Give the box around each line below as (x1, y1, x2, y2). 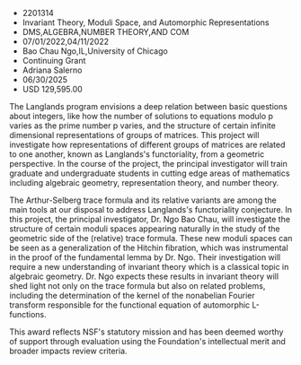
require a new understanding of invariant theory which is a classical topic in (9, 262, 289, 272)
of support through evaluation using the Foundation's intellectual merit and (9, 336, 286, 346)
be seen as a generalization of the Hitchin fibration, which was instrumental (9, 242, 289, 253)
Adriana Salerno (22, 65, 83, 75)
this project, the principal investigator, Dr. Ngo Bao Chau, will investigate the (9, 214, 290, 224)
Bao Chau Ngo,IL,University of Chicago (22, 46, 168, 56)
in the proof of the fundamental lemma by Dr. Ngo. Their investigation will (9, 252, 281, 263)
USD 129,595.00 (22, 84, 83, 94)
